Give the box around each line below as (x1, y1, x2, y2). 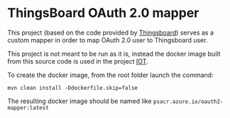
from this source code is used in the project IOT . (7, 57, 149, 65)
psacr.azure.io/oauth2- (153, 98, 224, 105)
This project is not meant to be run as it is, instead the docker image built (7, 49, 221, 58)
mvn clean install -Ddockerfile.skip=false (7, 84, 138, 91)
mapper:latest (7, 104, 50, 111)
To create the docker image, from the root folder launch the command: (7, 71, 214, 79)
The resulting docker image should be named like (7, 97, 152, 105)
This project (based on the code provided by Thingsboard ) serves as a (7, 28, 214, 37)
